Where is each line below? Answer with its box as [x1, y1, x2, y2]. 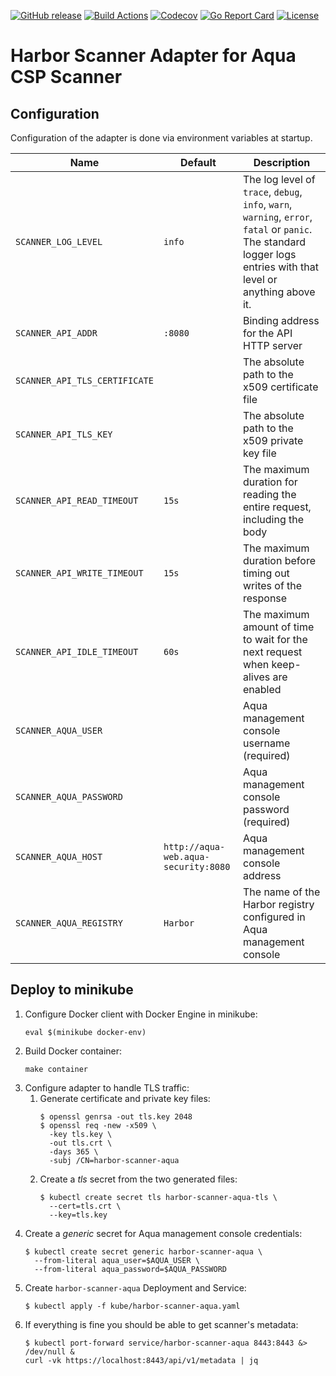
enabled [242, 683, 282, 696]
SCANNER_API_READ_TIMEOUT [15, 495, 139, 506]
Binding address [242, 314, 320, 327]
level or [242, 273, 278, 286]
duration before [242, 554, 316, 567]
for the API [242, 326, 293, 340]
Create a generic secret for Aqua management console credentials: [24, 1227, 303, 1239]
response [242, 591, 288, 605]
